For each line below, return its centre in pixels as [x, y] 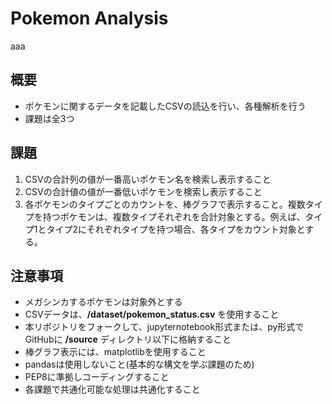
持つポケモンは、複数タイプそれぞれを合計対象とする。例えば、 [174, 216]
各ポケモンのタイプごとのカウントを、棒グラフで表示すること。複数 [165, 204]
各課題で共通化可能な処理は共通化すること [112, 389]
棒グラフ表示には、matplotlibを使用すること [115, 352]
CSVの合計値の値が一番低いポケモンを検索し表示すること [143, 191]
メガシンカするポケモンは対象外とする [103, 302]
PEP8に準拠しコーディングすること [97, 377]
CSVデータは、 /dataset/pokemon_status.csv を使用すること [152, 314]
